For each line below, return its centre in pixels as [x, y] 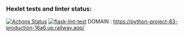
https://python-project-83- [146, 22]
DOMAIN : [100, 22]
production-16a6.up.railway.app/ [45, 28]
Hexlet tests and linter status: [49, 9]
